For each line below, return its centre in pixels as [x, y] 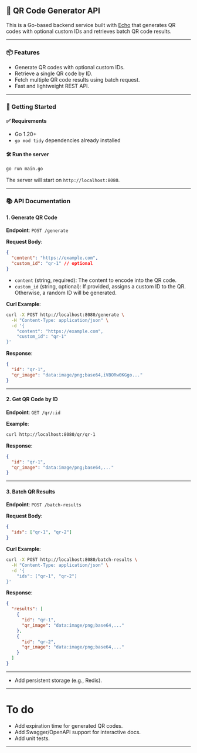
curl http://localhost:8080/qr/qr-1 [51, 434]
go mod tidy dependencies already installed [68, 140]
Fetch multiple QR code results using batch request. [77, 80]
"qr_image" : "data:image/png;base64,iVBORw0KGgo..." [77, 375]
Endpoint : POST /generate [37, 230]
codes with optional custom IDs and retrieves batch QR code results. [89, 31]
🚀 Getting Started [31, 107]
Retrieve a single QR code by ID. [53, 73]
